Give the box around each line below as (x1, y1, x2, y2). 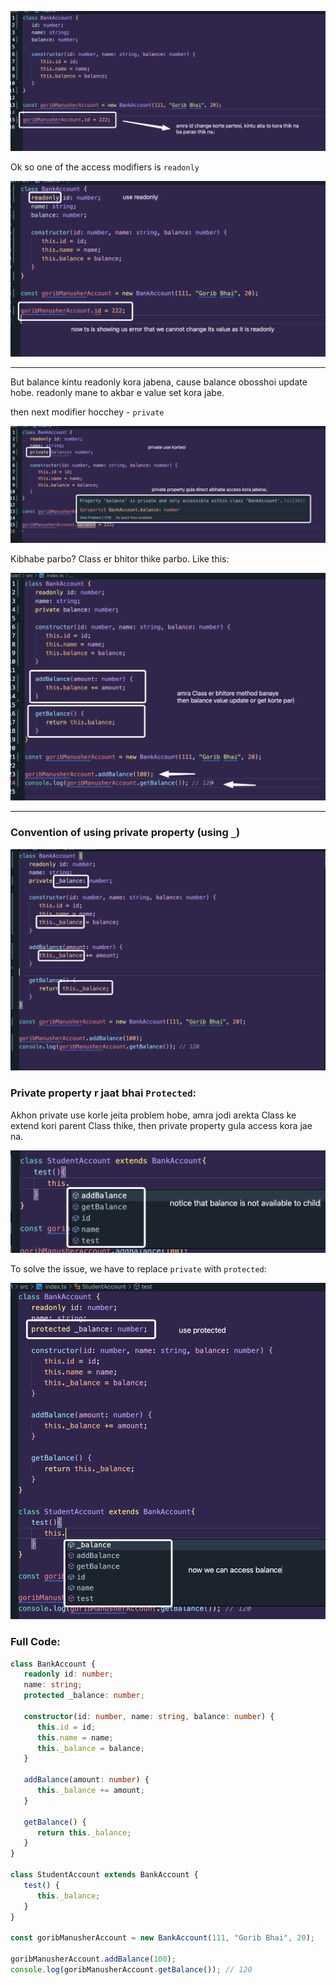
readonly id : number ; (23, 1669, 114, 1680)
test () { (23, 1880, 60, 1890)
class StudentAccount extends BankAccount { (10, 1870, 199, 1880)
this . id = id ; (36, 1722, 97, 1732)
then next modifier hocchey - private (10, 406, 165, 418)
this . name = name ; (36, 1732, 114, 1743)
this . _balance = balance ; (36, 1743, 145, 1753)
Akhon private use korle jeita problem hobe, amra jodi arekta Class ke (10, 1109, 297, 1121)
